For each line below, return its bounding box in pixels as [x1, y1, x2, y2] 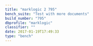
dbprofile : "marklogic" [5, 20, 53, 25]
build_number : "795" [5, 16, 47, 21]
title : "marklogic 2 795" [5, 7, 57, 12]
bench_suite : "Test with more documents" [5, 11, 90, 16]
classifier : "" [5, 25, 36, 30]
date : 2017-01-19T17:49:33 [5, 29, 59, 34]
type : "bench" [5, 34, 34, 39]
